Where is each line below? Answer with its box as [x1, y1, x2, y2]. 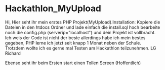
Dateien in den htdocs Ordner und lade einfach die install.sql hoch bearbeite [5, 24, 161, 30]
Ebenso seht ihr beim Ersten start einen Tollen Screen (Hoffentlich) [5, 60, 141, 66]
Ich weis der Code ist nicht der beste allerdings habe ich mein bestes [5, 35, 146, 41]
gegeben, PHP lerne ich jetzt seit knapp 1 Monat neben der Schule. [5, 40, 142, 46]
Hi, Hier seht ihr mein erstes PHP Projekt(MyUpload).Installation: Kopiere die [5, 19, 161, 25]
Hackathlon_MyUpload [5, 3, 101, 14]
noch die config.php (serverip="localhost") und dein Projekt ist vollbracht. [5, 29, 156, 35]
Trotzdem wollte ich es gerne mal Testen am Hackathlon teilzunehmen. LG [5, 45, 157, 51]
